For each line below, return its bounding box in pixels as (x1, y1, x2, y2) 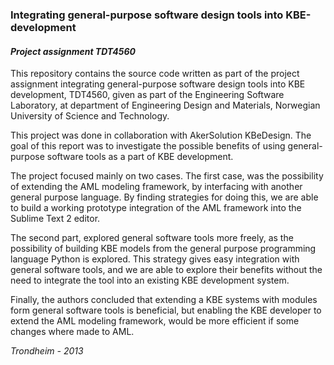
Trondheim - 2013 (10, 345, 84, 357)
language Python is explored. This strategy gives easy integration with (10, 253, 300, 265)
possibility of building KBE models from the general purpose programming (10, 243, 317, 255)
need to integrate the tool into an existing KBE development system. (10, 274, 290, 287)
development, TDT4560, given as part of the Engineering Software (10, 89, 285, 101)
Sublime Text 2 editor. (10, 213, 101, 225)
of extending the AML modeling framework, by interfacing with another (10, 181, 303, 193)
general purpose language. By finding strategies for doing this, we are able (10, 191, 319, 203)
